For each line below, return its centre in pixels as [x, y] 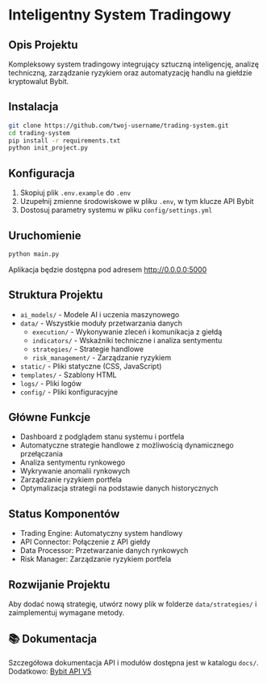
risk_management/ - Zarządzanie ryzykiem [102, 357]
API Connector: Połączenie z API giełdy [85, 542]
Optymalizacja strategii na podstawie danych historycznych [119, 488]
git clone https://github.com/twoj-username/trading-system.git [119, 125]
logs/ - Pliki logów [51, 383]
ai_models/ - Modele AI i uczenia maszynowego [100, 314]
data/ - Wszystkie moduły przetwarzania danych [101, 323]
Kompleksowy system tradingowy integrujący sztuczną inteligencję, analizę [134, 64]
